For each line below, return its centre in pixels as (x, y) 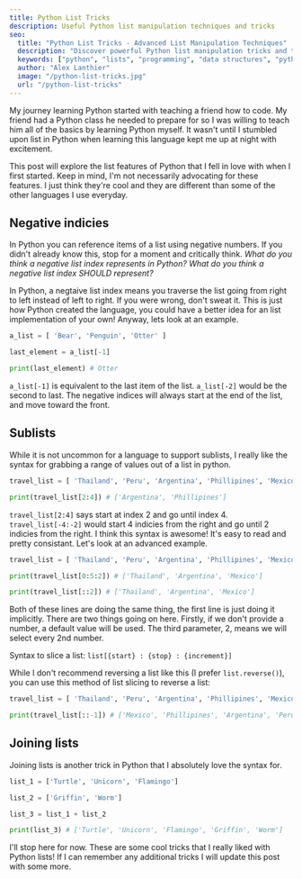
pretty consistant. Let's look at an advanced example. (109, 543)
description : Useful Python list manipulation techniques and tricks (142, 26)
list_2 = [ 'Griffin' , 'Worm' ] (66, 798)
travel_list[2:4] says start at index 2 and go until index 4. (119, 514)
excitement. (31, 149)
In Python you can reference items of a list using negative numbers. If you (146, 245)
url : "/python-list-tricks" (70, 85)
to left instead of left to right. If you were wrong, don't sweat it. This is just (146, 300)
